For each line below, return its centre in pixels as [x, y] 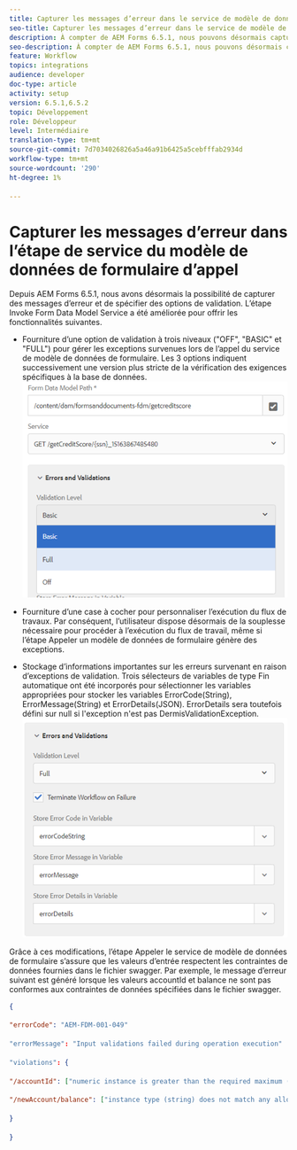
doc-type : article [43, 84]
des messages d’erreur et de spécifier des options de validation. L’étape [141, 303]
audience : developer [47, 75]
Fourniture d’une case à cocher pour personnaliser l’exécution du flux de [154, 611]
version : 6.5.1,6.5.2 [49, 103]
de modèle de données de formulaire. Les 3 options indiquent [134, 358]
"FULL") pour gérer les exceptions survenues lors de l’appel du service [151, 349]
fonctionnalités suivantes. [56, 322]
